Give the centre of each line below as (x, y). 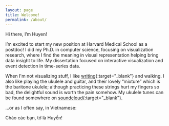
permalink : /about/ (26, 20)
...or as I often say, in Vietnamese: (41, 108)
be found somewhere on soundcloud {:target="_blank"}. (64, 98)
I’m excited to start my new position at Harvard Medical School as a (76, 44)
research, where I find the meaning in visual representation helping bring (82, 55)
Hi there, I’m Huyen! (26, 34)
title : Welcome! (23, 15)
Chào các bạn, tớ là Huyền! (34, 118)
